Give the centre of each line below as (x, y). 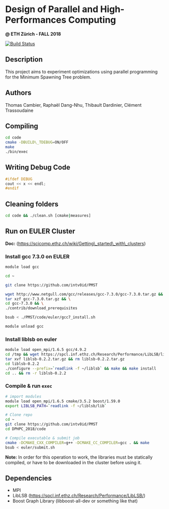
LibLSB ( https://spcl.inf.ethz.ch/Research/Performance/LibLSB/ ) (79, 496)
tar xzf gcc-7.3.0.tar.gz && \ (38, 299)
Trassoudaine (19, 110)
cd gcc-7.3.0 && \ (24, 304)
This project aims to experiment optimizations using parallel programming (81, 71)
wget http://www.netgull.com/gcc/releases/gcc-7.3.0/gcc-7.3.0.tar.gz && (84, 294)
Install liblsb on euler (31, 339)
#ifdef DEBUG (19, 179)
